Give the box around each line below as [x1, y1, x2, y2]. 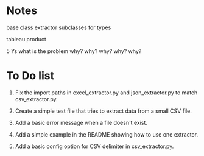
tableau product [6, 35, 47, 43]
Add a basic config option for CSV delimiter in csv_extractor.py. [15, 143, 174, 150]
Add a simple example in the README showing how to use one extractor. [15, 130, 199, 138]
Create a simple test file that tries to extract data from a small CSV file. [15, 107, 192, 115]
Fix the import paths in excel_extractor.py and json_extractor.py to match [15, 89, 198, 96]
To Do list [6, 69, 55, 83]
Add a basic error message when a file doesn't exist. [15, 119, 148, 126]
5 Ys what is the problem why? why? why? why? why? [6, 47, 142, 55]
